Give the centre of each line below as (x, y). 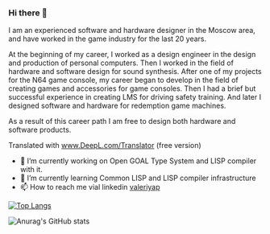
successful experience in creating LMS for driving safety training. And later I (135, 97)
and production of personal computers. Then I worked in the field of (121, 63)
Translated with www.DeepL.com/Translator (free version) (105, 146)
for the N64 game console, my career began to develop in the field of (124, 80)
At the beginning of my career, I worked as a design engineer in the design (132, 55)
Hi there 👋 (28, 13)
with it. (31, 170)
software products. (40, 130)
